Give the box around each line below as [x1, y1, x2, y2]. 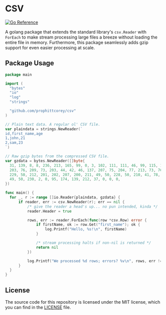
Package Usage [5, 59, 54, 67]
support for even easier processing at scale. [5, 45, 95, 50]
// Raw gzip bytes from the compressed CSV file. [5, 154, 110, 159]
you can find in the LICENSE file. [5, 304, 71, 310]
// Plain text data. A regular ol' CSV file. [5, 122, 100, 127]
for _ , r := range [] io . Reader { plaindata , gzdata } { [9, 195, 121, 200]
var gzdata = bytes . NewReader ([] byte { [5, 158, 85, 163]
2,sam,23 [5, 140, 23, 145]
